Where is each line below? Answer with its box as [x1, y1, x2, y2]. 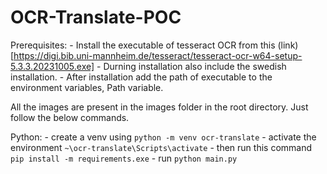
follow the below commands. [10, 111, 130, 123]
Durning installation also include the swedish [103, 60, 287, 72]
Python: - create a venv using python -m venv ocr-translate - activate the [10, 131, 317, 143]
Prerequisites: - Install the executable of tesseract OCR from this [10, 39, 276, 51]
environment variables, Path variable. [10, 81, 164, 93]
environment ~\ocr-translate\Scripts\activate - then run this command [10, 141, 313, 153]
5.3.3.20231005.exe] [10, 60, 95, 72]
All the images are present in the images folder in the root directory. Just [10, 101, 309, 113]
